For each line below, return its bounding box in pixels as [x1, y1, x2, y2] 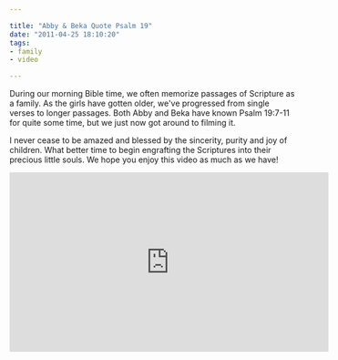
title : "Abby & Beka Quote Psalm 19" [9, 21, 153, 30]
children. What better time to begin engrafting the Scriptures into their [9, 145, 271, 156]
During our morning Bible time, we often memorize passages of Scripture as [9, 88, 295, 99]
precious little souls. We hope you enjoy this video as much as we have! [9, 154, 279, 165]
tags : [9, 38, 30, 47]
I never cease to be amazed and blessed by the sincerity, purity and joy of [9, 135, 288, 146]
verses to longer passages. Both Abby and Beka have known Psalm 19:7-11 [9, 108, 290, 118]
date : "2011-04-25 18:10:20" [9, 29, 120, 39]
